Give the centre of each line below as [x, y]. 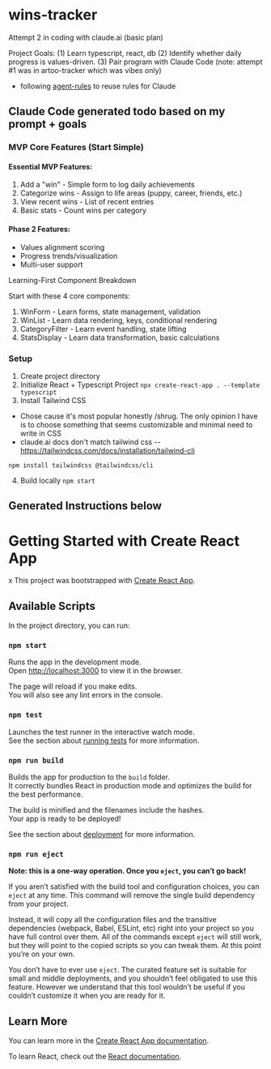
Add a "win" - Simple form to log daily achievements [108, 185]
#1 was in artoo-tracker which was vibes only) [85, 70]
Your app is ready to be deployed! [65, 818]
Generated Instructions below [85, 506]
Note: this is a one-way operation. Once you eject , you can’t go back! [127, 871]
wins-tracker [53, 15]
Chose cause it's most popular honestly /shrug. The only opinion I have [139, 416]
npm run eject [36, 854]
